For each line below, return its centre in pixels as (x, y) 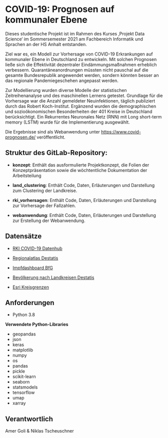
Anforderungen (30, 303)
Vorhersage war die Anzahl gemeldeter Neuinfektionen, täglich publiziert (80, 100)
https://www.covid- (121, 131)
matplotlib (23, 350)
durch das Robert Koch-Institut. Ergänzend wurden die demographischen (81, 106)
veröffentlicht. (51, 137)
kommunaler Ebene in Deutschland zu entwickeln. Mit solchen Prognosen (81, 59)
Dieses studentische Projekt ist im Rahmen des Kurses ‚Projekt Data (75, 33)
